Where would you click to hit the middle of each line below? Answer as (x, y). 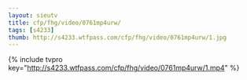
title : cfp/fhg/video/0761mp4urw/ (65, 23)
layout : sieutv (33, 15)
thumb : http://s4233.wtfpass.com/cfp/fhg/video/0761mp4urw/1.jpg (117, 37)
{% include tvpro (35, 60)
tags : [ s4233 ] (31, 30)
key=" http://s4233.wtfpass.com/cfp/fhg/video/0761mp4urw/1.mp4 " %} (124, 68)
